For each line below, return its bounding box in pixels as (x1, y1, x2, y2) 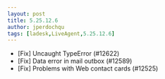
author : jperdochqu (7, 23, 65, 30)
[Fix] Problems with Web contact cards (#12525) (17, 64, 159, 73)
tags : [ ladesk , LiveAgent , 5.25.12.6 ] (7, 30, 115, 37)
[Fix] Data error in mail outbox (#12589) (17, 57, 133, 66)
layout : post (7, 10, 46, 18)
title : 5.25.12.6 (7, 17, 59, 24)
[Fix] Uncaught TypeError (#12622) (17, 49, 120, 58)
